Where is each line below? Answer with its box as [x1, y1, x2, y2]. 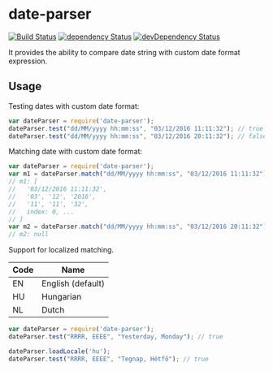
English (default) [41, 278, 106, 289]
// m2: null [8, 231, 49, 239]
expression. [8, 56, 48, 66]
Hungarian [41, 291, 82, 303]
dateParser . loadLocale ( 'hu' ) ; [8, 347, 111, 356]
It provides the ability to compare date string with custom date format [8, 47, 241, 57]
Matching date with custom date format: [8, 147, 143, 157]
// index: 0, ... [8, 208, 75, 216]
